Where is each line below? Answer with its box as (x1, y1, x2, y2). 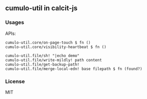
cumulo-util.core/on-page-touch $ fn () (5, 40, 91, 45)
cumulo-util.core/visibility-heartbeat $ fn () (5, 44, 107, 49)
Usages (5, 19, 24, 26)
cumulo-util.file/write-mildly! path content (5, 57, 102, 62)
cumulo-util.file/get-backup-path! (5, 62, 80, 67)
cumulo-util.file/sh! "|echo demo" (5, 53, 80, 58)
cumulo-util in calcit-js (5, 4, 78, 12)
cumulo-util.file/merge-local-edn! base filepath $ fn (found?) (5, 66, 142, 71)
